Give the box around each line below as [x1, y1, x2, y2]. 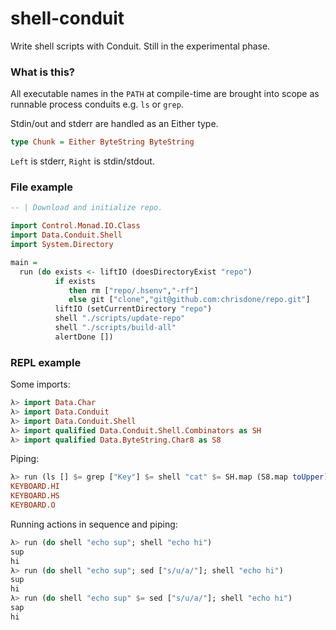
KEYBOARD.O [10, 500, 56, 511]
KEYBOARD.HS [10, 491, 60, 501]
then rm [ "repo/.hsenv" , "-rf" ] [68, 285, 199, 296]
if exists [54, 276, 97, 286]
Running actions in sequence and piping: [10, 518, 178, 530]
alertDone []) [54, 332, 114, 342]
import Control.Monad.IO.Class [10, 221, 141, 231]
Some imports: [10, 378, 71, 391]
